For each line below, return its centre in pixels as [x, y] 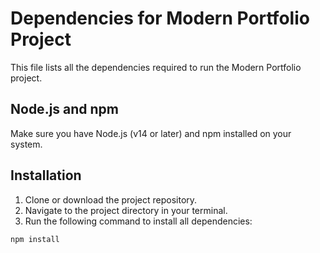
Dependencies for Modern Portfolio [160, 18]
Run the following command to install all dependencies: [138, 221]
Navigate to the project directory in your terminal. [126, 210]
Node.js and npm [65, 109]
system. [26, 144]
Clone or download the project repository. [111, 199]
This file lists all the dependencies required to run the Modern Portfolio [156, 67]
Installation [46, 175]
